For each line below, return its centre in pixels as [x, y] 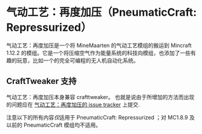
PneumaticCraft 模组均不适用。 [62, 125]
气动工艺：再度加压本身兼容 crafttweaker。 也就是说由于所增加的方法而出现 [100, 97]
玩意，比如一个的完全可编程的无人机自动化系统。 [78, 60]
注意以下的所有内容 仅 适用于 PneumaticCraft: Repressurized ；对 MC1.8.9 [97, 117]
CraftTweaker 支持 [41, 81]
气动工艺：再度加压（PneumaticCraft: [102, 12]
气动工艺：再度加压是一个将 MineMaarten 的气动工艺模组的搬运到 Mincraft [99, 45]
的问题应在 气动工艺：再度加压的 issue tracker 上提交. [73, 104]
